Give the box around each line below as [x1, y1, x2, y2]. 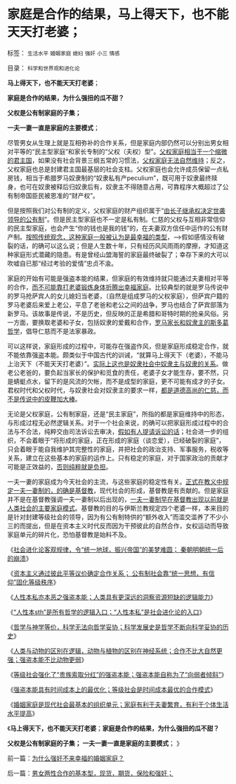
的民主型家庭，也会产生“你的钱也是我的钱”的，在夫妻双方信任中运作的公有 [7, 223, 223, 232]
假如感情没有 [181, 232, 219, 241]
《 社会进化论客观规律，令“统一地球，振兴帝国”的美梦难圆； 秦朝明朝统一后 [7, 545, 224, 554]
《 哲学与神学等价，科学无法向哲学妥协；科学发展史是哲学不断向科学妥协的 [7, 623, 223, 631]
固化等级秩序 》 [16, 578, 60, 586]
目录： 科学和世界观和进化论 [7, 63, 80, 72]
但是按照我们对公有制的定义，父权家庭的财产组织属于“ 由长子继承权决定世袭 [7, 206, 226, 215]
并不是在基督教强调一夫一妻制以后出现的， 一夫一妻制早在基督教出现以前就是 [7, 494, 229, 504]
